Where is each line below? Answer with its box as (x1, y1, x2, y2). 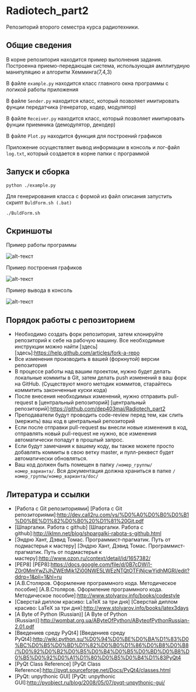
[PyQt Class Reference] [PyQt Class (14, 660, 101, 667)
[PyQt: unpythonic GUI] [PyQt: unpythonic (14, 673, 116, 680)
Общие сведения (6, 40, 72, 50)
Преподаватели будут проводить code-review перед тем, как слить (14, 411, 184, 419)
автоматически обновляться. (14, 455, 88, 462)
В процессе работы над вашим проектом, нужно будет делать (14, 368, 171, 375)
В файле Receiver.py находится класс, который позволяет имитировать (6, 115, 185, 122)
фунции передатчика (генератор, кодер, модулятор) (6, 104, 136, 111)
